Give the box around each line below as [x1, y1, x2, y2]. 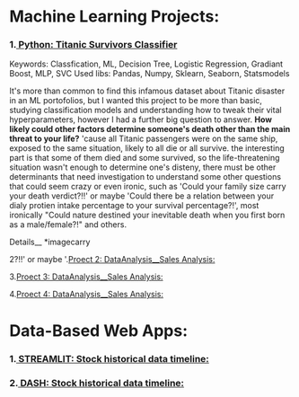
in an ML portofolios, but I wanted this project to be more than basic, [9, 95, 263, 106]
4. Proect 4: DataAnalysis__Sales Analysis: [9, 289, 164, 300]
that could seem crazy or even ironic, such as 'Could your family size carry [9, 181, 286, 192]
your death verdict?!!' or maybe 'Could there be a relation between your [9, 190, 275, 201]
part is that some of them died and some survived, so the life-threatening [9, 153, 280, 163]
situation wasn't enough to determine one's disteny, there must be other [9, 162, 277, 172]
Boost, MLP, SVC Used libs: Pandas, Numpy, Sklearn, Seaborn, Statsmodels [9, 68, 290, 79]
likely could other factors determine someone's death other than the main [9, 124, 291, 135]
